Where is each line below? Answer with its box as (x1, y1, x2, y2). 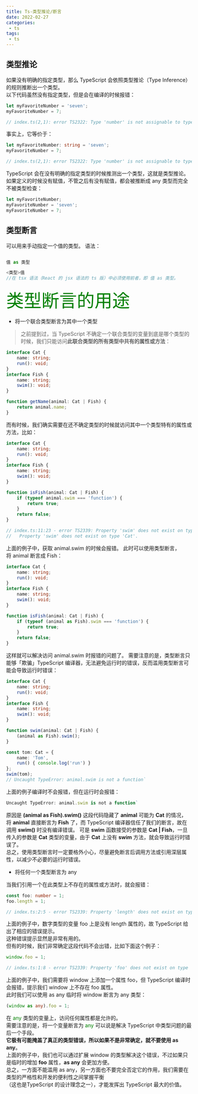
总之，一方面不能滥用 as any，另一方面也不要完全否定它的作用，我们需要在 (6, 1066, 189, 1073)
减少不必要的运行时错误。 (21, 856, 84, 863)
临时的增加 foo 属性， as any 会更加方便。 (11, 1059, 113, 1066)
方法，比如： (6, 428, 37, 435)
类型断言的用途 (6, 289, 131, 312)
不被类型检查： (6, 185, 42, 192)
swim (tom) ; (6, 771, 33, 778)
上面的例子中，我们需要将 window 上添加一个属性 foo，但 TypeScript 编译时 (6, 976, 191, 983)
